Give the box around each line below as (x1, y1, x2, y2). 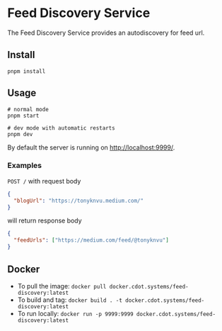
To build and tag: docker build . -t (17, 296, 122, 304)
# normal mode (7, 106, 49, 113)
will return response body (7, 216, 83, 225)
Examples (7, 161, 42, 171)
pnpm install (7, 67, 46, 75)
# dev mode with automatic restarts (7, 124, 115, 132)
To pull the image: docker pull (17, 281, 107, 290)
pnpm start (7, 112, 40, 119)
